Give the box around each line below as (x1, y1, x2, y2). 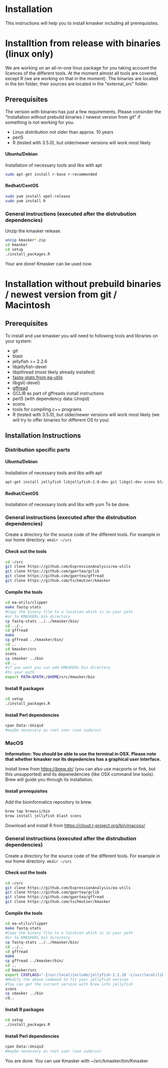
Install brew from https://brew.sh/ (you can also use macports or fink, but (5, 766, 156, 772)
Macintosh (5, 299, 51, 311)
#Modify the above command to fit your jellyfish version (5, 977, 128, 982)
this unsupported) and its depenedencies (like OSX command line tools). (5, 771, 154, 777)
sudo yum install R (5, 198, 46, 203)
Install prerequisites (5, 788, 48, 794)
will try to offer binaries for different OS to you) (12, 417, 109, 423)
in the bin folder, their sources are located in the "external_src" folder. (5, 81, 148, 87)
